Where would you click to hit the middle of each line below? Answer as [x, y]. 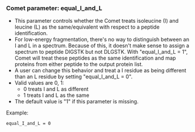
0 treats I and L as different [56, 89]
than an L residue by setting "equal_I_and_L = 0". [73, 77]
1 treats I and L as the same [56, 95]
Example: [17, 113]
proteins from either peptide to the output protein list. [79, 64]
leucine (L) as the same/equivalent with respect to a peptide [87, 27]
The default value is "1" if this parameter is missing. [76, 102]
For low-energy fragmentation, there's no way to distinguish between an [102, 40]
